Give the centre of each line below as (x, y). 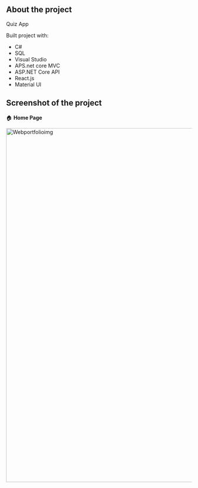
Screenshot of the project (54, 103)
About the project (39, 10)
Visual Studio (31, 59)
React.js (24, 78)
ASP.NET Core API (37, 72)
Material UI (28, 84)
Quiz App (17, 24)
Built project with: (27, 35)
